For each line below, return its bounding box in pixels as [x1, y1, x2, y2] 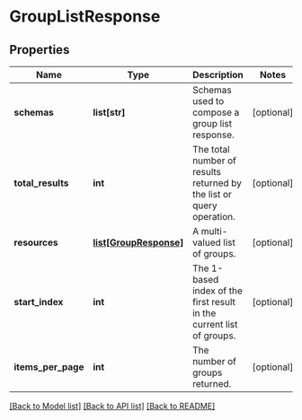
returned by [191, 177, 243, 189]
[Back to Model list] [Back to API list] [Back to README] [9, 401, 216, 411]
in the [191, 307, 217, 319]
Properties [9, 42, 70, 57]
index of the [191, 284, 243, 297]
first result [191, 296, 236, 308]
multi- [200, 225, 228, 237]
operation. [191, 211, 236, 223]
